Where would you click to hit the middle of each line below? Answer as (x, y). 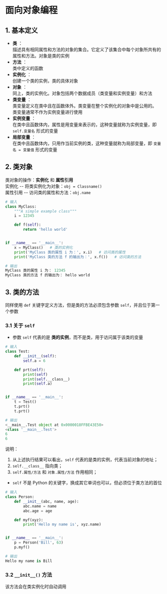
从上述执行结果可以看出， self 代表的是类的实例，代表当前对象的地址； (85, 460)
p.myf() (22, 547)
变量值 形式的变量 (40, 150)
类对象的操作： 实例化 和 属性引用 (39, 180)
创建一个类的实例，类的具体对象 (45, 81)
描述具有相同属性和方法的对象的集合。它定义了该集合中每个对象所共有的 (86, 50)
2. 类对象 (19, 167)
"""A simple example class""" (46, 211)
